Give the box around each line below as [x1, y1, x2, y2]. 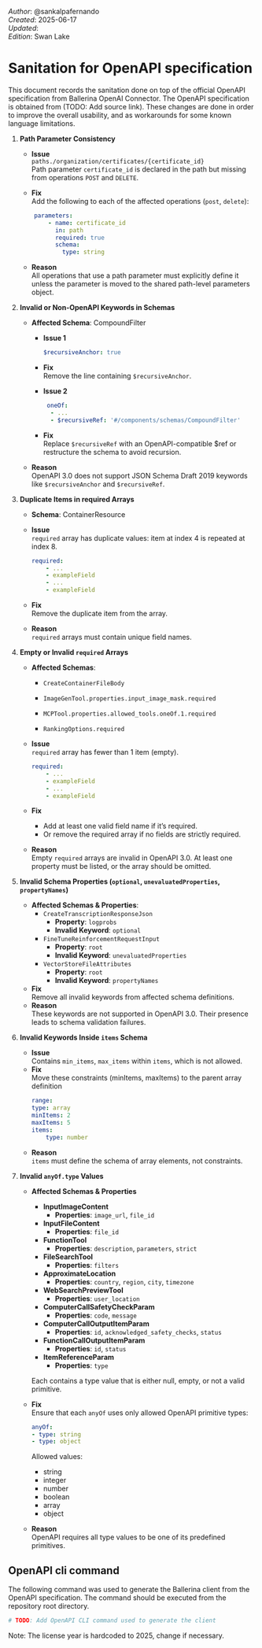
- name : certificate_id [48, 219, 126, 227]
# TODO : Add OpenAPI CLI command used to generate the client [8, 1617, 216, 1624]
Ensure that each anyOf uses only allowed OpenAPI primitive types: [31, 1408, 249, 1417]
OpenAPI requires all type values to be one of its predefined [31, 1532, 226, 1542]
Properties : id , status [54, 1343, 127, 1353]
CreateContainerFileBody [42, 680, 125, 688]
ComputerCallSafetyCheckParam [42, 1302, 155, 1311]
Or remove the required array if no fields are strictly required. [42, 830, 242, 839]
